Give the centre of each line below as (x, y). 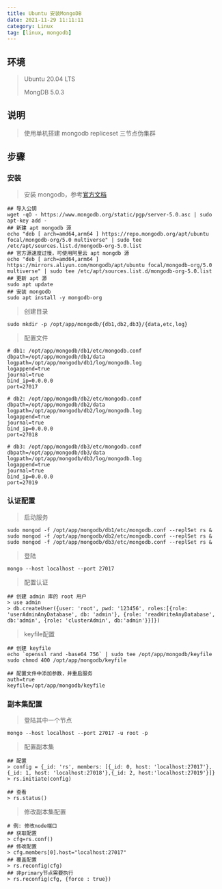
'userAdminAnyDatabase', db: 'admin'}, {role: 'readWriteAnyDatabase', (111, 614)
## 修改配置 (22, 847)
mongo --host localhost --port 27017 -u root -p (78, 734)
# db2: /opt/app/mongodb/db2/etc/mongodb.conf (74, 399)
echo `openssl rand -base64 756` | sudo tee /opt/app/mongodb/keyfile (110, 654)
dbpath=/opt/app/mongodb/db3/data (56, 453)
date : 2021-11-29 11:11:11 (45, 20)
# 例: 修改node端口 (32, 826)
